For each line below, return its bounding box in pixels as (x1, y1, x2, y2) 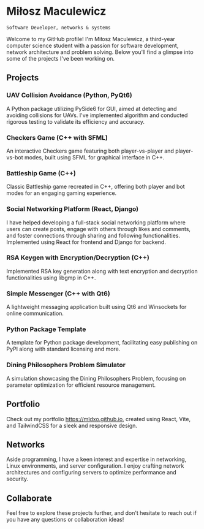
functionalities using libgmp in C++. (6, 274, 96, 281)
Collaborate (6, 493, 52, 503)
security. (6, 475, 29, 482)
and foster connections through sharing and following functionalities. (6, 232, 181, 239)
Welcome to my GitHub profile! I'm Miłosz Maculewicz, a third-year (6, 35, 176, 42)
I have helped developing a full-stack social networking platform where (6, 219, 186, 226)
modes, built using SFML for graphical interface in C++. (24, 153, 165, 161)
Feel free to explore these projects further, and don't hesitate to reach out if (6, 509, 197, 517)
